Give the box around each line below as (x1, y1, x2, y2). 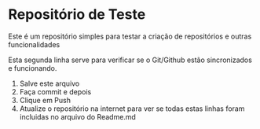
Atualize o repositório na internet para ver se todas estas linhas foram (19, 104, 245, 113)
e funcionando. (8, 63, 57, 72)
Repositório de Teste (8, 6, 146, 24)
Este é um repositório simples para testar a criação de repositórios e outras (8, 31, 252, 41)
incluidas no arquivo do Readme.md (19, 112, 136, 121)
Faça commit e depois (19, 87, 92, 96)
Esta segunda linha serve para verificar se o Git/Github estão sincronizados (8, 55, 253, 64)
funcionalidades (8, 39, 60, 49)
